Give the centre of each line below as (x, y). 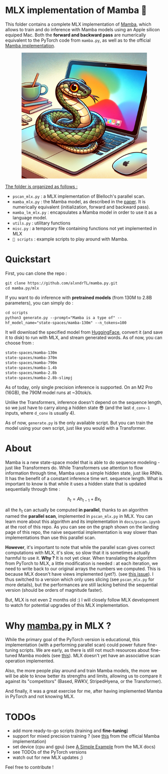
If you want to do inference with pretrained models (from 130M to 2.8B (78, 297)
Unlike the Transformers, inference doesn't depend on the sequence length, (84, 402)
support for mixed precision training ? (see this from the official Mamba (86, 736)
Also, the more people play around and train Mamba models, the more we (81, 671)
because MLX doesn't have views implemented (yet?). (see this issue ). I (79, 574)
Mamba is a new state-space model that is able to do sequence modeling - (82, 462)
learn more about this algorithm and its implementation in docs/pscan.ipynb (83, 522)
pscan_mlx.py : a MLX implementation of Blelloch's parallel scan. (79, 196)
